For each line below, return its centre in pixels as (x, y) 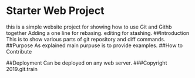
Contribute (19, 51)
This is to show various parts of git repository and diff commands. (86, 39)
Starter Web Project (55, 11)
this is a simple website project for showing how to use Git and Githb (89, 27)
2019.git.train (22, 69)
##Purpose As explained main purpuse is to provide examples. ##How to (95, 45)
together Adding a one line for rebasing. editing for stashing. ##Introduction (98, 33)
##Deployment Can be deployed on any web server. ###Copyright (87, 63)
